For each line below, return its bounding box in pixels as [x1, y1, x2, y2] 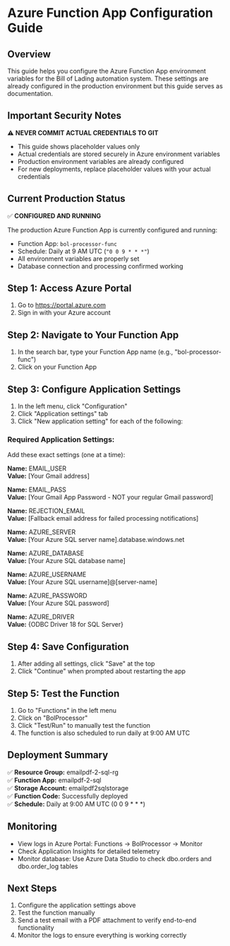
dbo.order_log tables [17, 862, 78, 870]
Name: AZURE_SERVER [7, 528, 76, 536]
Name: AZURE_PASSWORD [7, 591, 87, 600]
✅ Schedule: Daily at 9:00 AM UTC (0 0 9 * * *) [7, 800, 146, 808]
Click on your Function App [17, 362, 97, 372]
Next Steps [7, 882, 57, 894]
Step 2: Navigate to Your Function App [7, 329, 179, 341]
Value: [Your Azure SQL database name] [7, 557, 126, 565]
